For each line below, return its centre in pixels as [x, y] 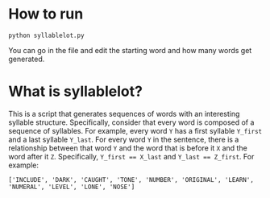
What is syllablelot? [76, 91]
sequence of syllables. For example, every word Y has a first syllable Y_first [135, 130]
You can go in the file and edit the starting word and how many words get [130, 50]
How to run [46, 14]
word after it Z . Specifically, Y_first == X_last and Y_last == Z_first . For [131, 156]
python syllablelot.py [46, 35]
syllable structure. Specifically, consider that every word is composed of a [131, 122]
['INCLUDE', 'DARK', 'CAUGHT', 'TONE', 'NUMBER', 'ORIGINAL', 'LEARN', [131, 179]
